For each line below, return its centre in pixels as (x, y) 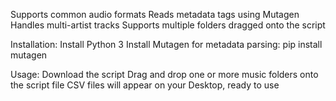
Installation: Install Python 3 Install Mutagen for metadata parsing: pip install (166, 44)
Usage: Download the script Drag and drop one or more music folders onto (164, 74)
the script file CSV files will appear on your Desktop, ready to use (145, 85)
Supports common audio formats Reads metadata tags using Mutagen (155, 14)
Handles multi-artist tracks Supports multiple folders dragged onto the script (168, 25)
